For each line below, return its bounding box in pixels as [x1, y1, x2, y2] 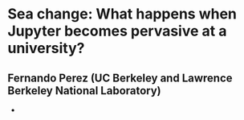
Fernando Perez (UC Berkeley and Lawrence [7, 71, 234, 85]
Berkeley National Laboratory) [7, 84, 161, 97]
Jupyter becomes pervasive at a [7, 22, 227, 40]
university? [7, 39, 85, 57]
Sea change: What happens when [7, 5, 238, 23]
